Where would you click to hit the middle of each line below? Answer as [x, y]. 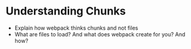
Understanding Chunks [66, 11]
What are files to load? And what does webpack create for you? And [100, 34]
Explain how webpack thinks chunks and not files [76, 28]
